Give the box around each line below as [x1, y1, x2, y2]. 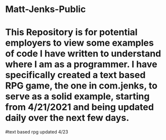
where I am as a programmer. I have [5, 59, 158, 70]
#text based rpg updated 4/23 [5, 129, 68, 135]
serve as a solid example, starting [5, 91, 150, 102]
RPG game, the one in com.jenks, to [5, 80, 158, 92]
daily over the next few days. [5, 112, 130, 124]
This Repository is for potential [5, 27, 138, 38]
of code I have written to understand [5, 48, 161, 59]
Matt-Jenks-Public [5, 4, 86, 15]
